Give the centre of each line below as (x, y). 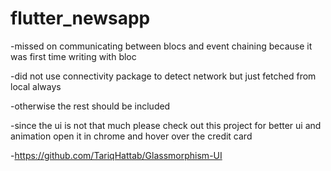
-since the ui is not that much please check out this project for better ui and (166, 125)
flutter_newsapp (80, 18)
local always (36, 86)
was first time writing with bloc (73, 56)
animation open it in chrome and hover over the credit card (131, 136)
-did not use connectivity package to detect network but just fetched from (163, 76)
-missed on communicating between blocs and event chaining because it (161, 46)
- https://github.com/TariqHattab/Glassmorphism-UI (116, 155)
